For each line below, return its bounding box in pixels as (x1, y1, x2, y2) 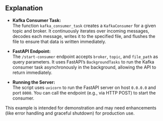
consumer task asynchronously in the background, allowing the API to (12, 64, 157, 70)
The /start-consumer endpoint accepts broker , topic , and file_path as (12, 53, 159, 59)
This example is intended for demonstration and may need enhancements (5, 104, 157, 110)
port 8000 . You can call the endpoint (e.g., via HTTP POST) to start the (12, 89, 156, 95)
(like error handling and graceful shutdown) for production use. (5, 110, 135, 116)
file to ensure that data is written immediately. (12, 38, 106, 44)
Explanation (5, 4, 43, 12)
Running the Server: (12, 79, 55, 85)
